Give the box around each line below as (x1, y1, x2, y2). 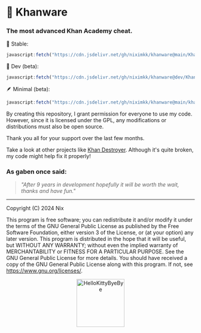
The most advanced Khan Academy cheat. (6, 27, 133, 35)
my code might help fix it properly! (6, 153, 91, 160)
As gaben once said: (6, 168, 67, 176)
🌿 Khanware (6, 5, 68, 19)
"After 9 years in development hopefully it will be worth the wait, (20, 181, 179, 188)
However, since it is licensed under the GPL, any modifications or (6, 117, 167, 124)
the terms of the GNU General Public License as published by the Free (6, 223, 179, 230)
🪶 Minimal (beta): (6, 86, 50, 93)
